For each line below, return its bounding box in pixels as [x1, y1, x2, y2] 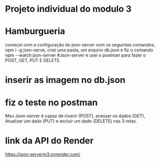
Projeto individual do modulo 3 [5, 3, 132, 15]
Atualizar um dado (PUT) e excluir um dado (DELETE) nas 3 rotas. [5, 118, 137, 124]
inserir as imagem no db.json [5, 75, 126, 86]
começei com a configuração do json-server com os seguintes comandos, [5, 42, 156, 48]
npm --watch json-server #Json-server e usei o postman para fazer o [5, 52, 146, 58]
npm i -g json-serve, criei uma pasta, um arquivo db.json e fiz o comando [5, 47, 153, 53]
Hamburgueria [5, 26, 65, 37]
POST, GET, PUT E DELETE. [5, 58, 61, 63]
